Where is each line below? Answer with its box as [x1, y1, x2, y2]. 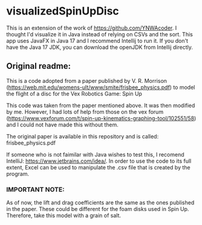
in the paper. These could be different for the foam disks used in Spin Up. [6, 206, 189, 213]
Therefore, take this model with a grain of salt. [6, 212, 122, 219]
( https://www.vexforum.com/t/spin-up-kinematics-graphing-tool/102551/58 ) [6, 114, 197, 122]
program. [6, 170, 30, 177]
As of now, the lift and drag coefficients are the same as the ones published [6, 199, 195, 206]
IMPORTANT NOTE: [6, 185, 65, 194]
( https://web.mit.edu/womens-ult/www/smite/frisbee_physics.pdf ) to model [6, 83, 195, 91]
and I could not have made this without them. [6, 121, 119, 128]
